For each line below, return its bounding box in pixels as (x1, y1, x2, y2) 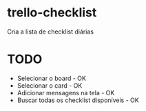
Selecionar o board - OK (17, 74, 86, 82)
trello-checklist (7, 5, 97, 21)
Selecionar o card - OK (17, 81, 83, 90)
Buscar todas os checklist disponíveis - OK (17, 96, 139, 104)
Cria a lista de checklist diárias (7, 27, 94, 36)
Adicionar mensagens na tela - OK (17, 88, 115, 97)
